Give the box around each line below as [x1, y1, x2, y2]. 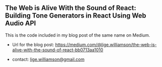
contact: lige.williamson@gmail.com [12, 56, 84, 62]
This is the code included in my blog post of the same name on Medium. [5, 32, 150, 38]
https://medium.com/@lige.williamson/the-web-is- [55, 42, 157, 47]
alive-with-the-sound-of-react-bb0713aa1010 [12, 46, 103, 53]
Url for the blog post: [12, 42, 55, 47]
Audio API [5, 19, 36, 27]
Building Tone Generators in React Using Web [5, 12, 146, 20]
